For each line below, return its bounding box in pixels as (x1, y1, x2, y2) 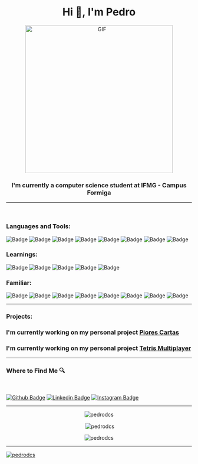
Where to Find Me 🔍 (6, 366, 65, 375)
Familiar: (6, 278, 32, 287)
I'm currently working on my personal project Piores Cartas (6, 328, 180, 336)
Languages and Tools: (6, 222, 71, 231)
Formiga (87, 189, 111, 197)
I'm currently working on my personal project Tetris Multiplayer (6, 344, 192, 352)
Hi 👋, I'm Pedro (62, 5, 136, 19)
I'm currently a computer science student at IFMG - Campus (11, 181, 187, 189)
